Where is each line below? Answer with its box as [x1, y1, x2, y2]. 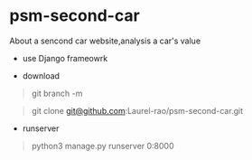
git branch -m [31, 88, 83, 99]
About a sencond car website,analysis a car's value [9, 35, 201, 46]
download [22, 70, 61, 81]
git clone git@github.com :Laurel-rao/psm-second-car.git [31, 105, 244, 116]
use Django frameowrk [22, 52, 108, 63]
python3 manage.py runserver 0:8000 [31, 140, 174, 151]
